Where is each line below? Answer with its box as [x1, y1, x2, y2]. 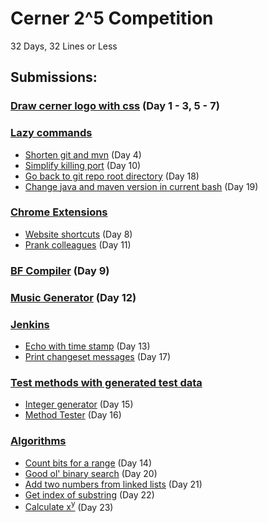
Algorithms [10, 434, 67, 448]
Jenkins [10, 317, 50, 331]
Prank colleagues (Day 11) [24, 238, 132, 251]
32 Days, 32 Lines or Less [10, 40, 118, 52]
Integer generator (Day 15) [24, 398, 134, 411]
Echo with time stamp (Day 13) [24, 340, 151, 352]
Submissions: [10, 69, 98, 86]
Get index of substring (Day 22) [24, 488, 155, 501]
